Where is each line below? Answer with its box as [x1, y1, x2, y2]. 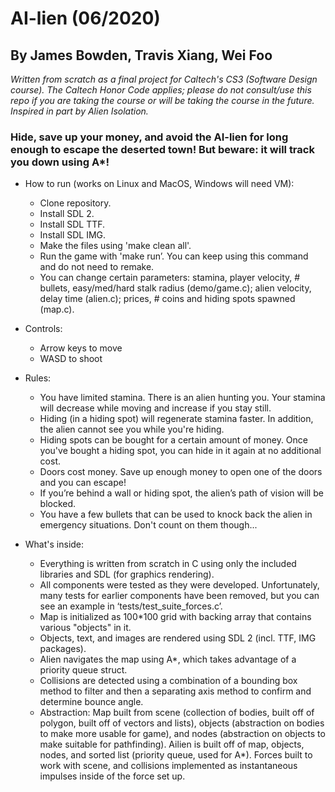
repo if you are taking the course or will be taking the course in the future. [10, 95, 315, 106]
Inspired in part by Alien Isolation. [10, 105, 149, 117]
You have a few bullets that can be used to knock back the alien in [39, 508, 313, 521]
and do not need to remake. [39, 261, 155, 273]
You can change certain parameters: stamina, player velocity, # [39, 272, 301, 284]
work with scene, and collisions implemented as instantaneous [39, 760, 298, 772]
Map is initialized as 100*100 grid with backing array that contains [39, 611, 312, 623]
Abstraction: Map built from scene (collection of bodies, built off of [39, 707, 315, 719]
